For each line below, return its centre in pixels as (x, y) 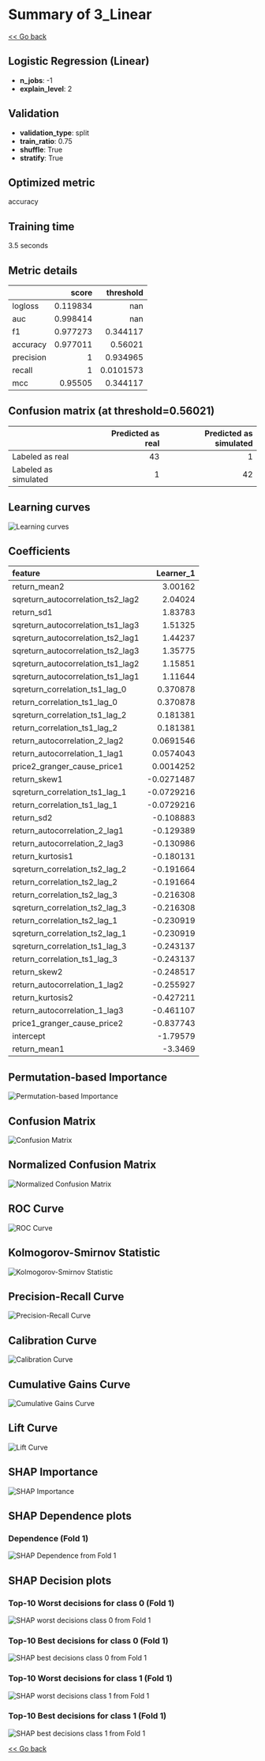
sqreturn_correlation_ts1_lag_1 (69, 792)
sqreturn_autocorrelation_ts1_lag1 (76, 677)
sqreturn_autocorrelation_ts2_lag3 (76, 651)
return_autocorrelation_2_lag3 (68, 843)
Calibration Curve (52, 1340)
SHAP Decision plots (60, 1580)
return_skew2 (37, 972)
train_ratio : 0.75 (46, 141)
